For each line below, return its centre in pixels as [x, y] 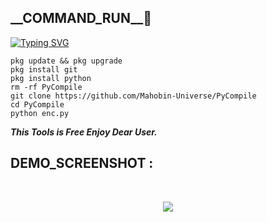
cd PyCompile [37, 104]
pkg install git [44, 69]
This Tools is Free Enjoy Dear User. [84, 132]
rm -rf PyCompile [46, 87]
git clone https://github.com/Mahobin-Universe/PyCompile [133, 96]
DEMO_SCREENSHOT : [82, 163]
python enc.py [40, 113]
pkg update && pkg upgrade [66, 61]
